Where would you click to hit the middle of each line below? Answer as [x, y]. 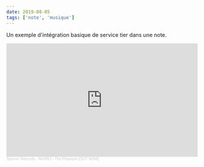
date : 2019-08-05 [28, 12]
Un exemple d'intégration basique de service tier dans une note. [87, 34]
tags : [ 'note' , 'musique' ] [40, 18]
